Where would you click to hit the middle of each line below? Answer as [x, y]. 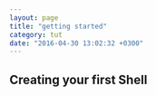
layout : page [34, 18]
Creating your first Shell [78, 79]
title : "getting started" [58, 26]
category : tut [36, 34]
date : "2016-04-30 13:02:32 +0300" [77, 43]
